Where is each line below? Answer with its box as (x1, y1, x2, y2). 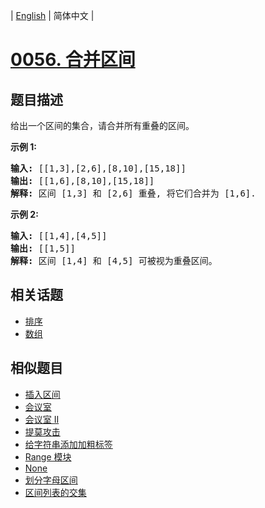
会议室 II (24, 413, 60, 425)
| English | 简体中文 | (10, 10, 95, 21)
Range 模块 (24, 450, 72, 463)
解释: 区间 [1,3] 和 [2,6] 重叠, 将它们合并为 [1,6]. (10, 188, 257, 199)
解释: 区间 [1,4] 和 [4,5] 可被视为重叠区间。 (10, 255, 218, 266)
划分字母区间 (24, 474, 78, 486)
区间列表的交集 (24, 486, 87, 498)
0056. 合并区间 (10, 49, 136, 71)
